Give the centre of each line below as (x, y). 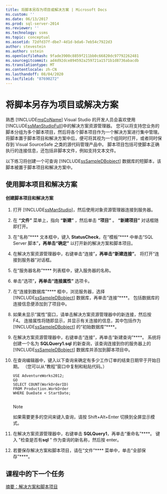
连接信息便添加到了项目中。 (41, 304)
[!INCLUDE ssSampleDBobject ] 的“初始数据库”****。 (66, 327)
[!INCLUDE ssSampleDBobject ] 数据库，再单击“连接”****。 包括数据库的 (86, 298)
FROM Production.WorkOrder (41, 389)
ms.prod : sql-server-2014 (32, 24)
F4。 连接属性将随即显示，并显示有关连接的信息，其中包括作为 (77, 321)
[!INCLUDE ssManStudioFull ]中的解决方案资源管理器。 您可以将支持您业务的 (83, 126)
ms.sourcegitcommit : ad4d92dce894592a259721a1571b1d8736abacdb (72, 60)
